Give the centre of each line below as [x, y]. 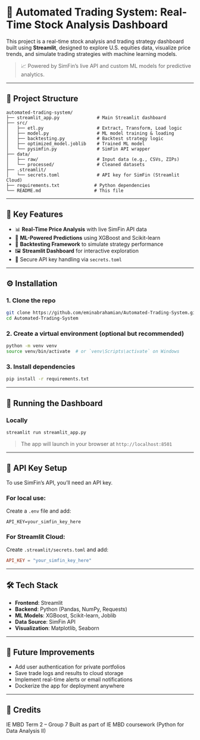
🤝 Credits [24, 710]
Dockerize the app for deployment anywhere [70, 686]
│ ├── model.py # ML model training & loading [90, 133]
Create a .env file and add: [39, 511]
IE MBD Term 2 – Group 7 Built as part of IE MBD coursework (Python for [95, 724]
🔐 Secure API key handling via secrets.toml [68, 259]
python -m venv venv [32, 346]
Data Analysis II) [26, 730]
